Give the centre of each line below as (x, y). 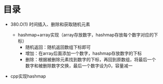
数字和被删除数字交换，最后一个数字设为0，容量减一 (79, 65)
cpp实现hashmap (28, 76)
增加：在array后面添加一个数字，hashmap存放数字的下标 (83, 53)
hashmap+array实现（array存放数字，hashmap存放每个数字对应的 (86, 35)
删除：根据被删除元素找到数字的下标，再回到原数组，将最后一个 (90, 59)
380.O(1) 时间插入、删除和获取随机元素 (50, 24)
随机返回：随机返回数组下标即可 (58, 47)
